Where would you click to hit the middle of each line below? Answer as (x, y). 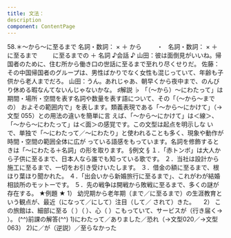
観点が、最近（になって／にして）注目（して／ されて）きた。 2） (116, 202)
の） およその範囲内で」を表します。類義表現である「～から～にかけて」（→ (115, 107)
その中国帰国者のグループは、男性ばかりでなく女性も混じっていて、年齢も (112, 72)
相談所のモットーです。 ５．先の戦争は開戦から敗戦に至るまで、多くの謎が (113, 185)
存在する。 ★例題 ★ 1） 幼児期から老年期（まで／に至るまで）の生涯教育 (112, 193)
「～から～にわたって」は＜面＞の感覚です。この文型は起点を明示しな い (110, 124)
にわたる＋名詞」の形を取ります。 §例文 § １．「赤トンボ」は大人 (123, 150)
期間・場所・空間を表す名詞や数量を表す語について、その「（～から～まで (111, 99)
